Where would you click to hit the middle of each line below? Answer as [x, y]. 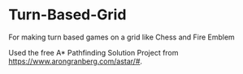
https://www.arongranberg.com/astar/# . [76, 61]
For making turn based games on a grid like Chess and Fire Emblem [122, 37]
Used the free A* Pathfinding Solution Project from [93, 52]
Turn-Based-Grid [67, 15]
